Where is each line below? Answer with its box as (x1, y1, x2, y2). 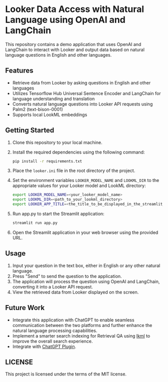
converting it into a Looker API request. (12, 283, 93, 289)
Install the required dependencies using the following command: (12, 149, 145, 155)
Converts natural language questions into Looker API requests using (12, 101, 153, 107)
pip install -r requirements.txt (12, 158, 82, 163)
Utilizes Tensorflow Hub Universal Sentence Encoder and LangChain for (12, 90, 161, 96)
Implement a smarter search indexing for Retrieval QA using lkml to (12, 332, 150, 338)
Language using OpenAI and (5, 14, 126, 25)
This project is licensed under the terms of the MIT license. (5, 371, 126, 377)
